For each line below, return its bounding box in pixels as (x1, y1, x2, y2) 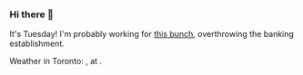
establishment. (9, 38, 66, 49)
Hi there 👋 (9, 8, 55, 21)
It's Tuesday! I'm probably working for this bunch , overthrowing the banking (9, 29, 294, 40)
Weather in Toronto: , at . (9, 56, 103, 67)
